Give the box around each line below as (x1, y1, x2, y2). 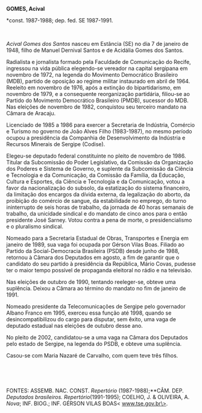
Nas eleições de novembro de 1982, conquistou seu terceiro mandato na (6, 103, 187, 110)
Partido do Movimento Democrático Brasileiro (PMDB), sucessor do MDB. (6, 97, 189, 104)
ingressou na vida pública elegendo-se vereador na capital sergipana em (6, 65, 188, 72)
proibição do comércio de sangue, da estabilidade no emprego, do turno (6, 197, 187, 204)
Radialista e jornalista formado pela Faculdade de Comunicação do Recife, (6, 59, 191, 65)
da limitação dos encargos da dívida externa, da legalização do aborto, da (6, 191, 191, 198)
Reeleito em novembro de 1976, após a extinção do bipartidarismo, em (6, 84, 181, 91)
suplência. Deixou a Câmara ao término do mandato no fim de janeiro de (6, 285, 186, 292)
